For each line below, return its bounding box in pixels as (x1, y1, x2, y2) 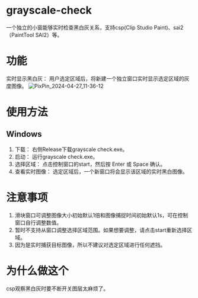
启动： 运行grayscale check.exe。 (14, 153, 98, 160)
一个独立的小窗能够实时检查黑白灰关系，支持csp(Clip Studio (6, 24, 153, 31)
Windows (6, 129, 42, 139)
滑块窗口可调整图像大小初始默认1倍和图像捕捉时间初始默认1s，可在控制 (14, 212, 189, 219)
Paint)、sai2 (154, 24, 184, 31)
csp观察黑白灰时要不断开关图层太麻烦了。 (6, 285, 108, 292)
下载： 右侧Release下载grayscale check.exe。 (14, 146, 128, 153)
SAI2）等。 (35, 31, 63, 39)
